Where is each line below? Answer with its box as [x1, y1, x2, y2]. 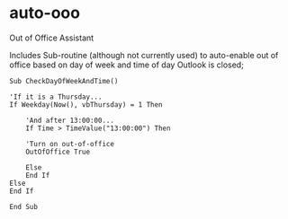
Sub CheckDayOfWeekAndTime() [9, 76, 119, 85]
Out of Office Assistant [9, 32, 94, 43]
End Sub [9, 202, 39, 211]
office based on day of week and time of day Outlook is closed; [9, 59, 245, 70]
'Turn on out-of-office [25, 139, 115, 148]
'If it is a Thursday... [9, 92, 103, 101]
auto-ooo [9, 3, 81, 23]
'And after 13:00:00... [25, 116, 115, 125]
